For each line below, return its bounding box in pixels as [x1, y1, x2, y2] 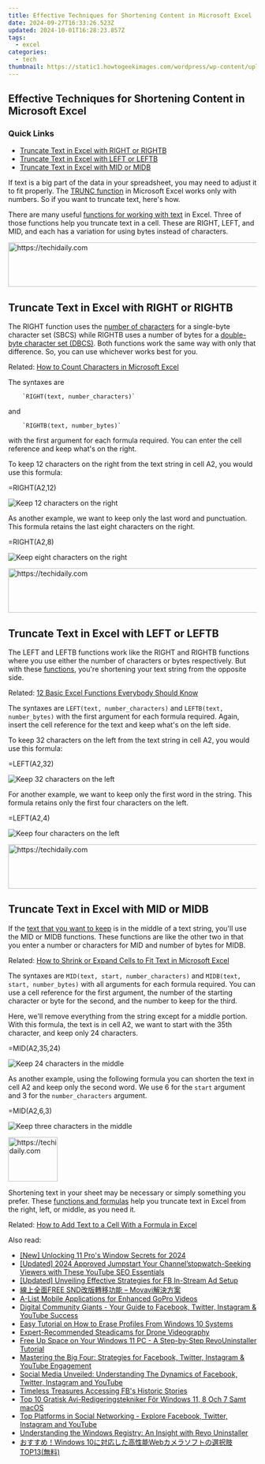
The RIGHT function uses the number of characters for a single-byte [8, 322, 230, 331]
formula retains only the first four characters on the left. [8, 798, 189, 808]
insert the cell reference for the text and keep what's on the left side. [8, 720, 231, 730]
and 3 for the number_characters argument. [8, 1090, 147, 1100]
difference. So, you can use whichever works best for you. [8, 347, 199, 357]
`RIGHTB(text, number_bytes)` [22, 422, 122, 430]
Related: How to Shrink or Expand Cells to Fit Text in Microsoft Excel [8, 955, 230, 965]
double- [220, 331, 247, 340]
